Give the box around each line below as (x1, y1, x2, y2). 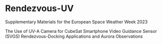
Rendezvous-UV (5, 3, 74, 14)
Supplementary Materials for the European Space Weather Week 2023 (5, 19, 148, 25)
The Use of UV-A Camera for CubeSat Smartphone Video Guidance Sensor (5, 28, 157, 34)
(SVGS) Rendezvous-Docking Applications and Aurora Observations (5, 33, 143, 39)
